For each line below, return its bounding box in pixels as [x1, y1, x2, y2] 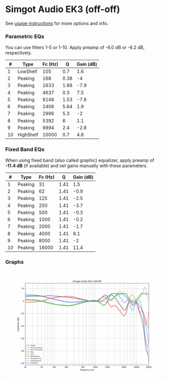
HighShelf [17, 132, 38, 138]
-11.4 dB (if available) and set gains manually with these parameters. [5, 163, 148, 169]
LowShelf [17, 68, 37, 74]
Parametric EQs [5, 33, 45, 40]
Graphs [5, 259, 24, 266]
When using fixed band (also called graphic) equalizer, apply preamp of [5, 157, 154, 163]
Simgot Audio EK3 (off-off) [5, 4, 120, 15]
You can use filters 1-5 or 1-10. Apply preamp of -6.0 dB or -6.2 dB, [5, 45, 145, 51]
